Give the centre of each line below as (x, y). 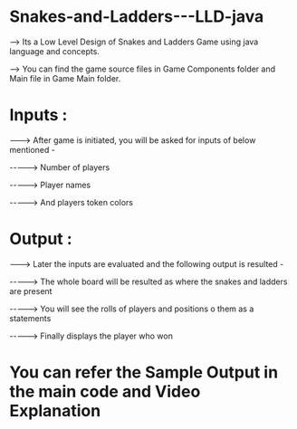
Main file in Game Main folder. (65, 78)
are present (31, 291)
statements (30, 318)
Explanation (55, 411)
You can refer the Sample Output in (144, 372)
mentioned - (33, 149)
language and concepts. (54, 51)
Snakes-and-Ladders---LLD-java (137, 17)
